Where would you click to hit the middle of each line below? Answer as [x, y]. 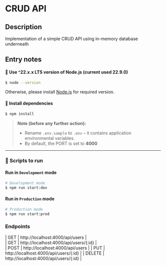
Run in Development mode [31, 173]
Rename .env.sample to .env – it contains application [78, 133]
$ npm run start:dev [26, 188]
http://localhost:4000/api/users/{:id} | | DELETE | [55, 253]
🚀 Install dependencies [29, 103]
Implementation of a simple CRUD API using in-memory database [72, 39]
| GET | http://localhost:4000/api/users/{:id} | [51, 242]
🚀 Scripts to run [24, 161]
